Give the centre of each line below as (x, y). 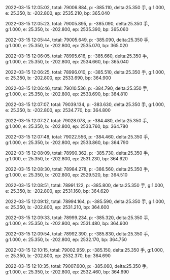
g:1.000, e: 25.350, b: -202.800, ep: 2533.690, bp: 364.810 (66, 94)
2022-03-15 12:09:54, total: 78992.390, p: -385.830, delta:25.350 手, (77, 234)
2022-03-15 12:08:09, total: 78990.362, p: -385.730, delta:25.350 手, (77, 153)
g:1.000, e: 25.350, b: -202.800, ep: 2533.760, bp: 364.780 (67, 126)
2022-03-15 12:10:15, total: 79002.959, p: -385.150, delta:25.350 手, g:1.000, (84, 250)
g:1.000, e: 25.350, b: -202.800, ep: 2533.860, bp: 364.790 (67, 143)
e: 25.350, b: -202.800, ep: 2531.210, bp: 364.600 (57, 207)
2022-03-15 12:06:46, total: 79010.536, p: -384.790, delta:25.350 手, (77, 88)
